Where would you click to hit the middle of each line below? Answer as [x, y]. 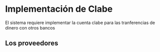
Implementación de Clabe [59, 9]
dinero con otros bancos [30, 27]
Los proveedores [32, 43]
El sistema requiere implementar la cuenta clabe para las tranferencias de [80, 23]
